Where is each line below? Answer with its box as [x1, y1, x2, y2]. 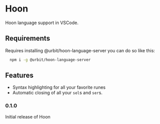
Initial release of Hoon [5, 113, 51, 119]
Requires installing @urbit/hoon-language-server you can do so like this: [5, 47, 155, 53]
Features [5, 71, 34, 80]
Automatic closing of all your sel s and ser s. [12, 90, 103, 96]
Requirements [5, 34, 50, 43]
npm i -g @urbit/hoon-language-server [10, 57, 91, 62]
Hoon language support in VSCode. [5, 20, 79, 26]
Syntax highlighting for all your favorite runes [12, 84, 106, 90]
